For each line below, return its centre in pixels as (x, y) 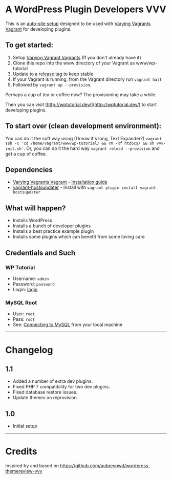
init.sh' (15, 149)
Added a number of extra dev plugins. (53, 381)
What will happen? (36, 208)
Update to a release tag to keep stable (53, 74)
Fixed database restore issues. (45, 392)
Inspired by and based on (32, 465)
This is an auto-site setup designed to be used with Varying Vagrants (78, 24)
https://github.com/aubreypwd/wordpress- (105, 465)
